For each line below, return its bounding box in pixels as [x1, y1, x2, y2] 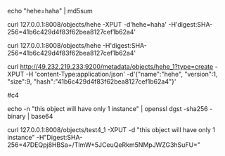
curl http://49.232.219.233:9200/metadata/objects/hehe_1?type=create [7, 63, 214, 70]
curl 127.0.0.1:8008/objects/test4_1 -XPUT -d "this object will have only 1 [7, 126, 216, 134]
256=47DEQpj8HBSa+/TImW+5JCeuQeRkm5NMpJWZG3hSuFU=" [7, 141, 201, 149]
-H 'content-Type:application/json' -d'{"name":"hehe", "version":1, [25, 70, 218, 78]
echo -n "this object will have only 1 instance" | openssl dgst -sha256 [7, 105, 209, 112]
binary [7, 112, 26, 120]
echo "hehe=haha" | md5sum [7, 7, 93, 15]
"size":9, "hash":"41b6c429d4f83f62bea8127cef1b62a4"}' [7, 77, 176, 86]
